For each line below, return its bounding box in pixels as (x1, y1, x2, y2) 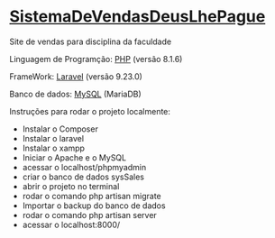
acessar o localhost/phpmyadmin (22, 161, 147, 172)
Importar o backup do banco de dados (22, 200, 166, 211)
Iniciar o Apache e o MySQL (22, 151, 127, 163)
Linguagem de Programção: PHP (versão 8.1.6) (9, 53, 183, 64)
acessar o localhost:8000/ (22, 219, 121, 230)
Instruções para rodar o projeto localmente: (9, 105, 171, 116)
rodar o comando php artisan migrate (22, 190, 162, 201)
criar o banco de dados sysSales (22, 171, 144, 182)
